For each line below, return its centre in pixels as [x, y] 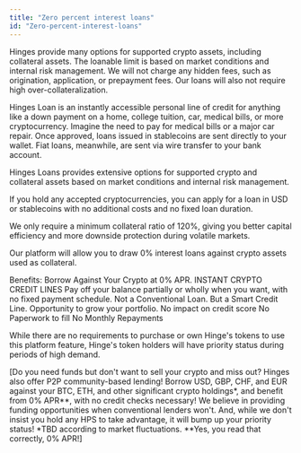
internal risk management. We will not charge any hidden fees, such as [140, 70]
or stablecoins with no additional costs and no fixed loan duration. [131, 208]
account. [26, 154]
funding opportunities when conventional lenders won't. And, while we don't [150, 410]
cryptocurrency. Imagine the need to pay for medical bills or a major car [142, 126]
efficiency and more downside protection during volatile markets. [130, 235]
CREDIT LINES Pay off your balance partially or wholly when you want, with [149, 289]
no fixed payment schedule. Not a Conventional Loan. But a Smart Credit [144, 299]
